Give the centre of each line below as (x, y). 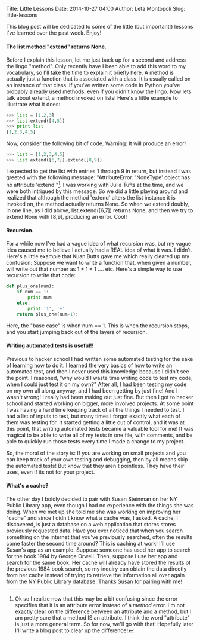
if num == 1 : (33, 292)
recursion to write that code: (41, 275)
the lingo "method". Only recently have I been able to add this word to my (96, 66)
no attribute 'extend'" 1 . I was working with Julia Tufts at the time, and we (95, 185)
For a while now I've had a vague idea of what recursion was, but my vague (99, 244)
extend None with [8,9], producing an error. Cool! (67, 217)
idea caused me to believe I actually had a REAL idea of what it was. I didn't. (99, 250)
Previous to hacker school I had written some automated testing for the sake (100, 359)
